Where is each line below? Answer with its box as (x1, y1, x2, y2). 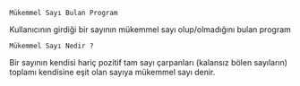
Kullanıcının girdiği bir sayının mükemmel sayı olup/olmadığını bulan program (9, 24, 291, 35)
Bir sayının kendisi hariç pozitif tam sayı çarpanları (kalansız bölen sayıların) (9, 57, 288, 67)
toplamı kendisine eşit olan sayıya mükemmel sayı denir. (9, 67, 216, 77)
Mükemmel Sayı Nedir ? (9, 41, 94, 50)
